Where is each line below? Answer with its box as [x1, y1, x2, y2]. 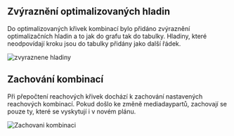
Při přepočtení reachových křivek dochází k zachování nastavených [7, 92, 203, 101]
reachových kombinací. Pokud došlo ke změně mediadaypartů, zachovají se [7, 99, 227, 108]
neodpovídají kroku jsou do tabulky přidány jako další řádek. [7, 39, 181, 48]
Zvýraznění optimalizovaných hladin [7, 6, 171, 18]
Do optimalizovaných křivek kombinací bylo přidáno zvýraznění [7, 24, 190, 32]
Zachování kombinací [7, 73, 104, 85]
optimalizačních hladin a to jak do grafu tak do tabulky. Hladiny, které [7, 32, 207, 40]
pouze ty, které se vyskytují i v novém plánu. [7, 107, 136, 116]
